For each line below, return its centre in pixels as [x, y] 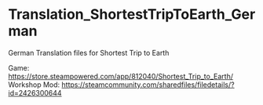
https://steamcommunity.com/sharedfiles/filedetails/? [148, 85]
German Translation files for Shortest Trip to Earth [89, 52]
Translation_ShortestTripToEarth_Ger [132, 14]
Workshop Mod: [34, 85]
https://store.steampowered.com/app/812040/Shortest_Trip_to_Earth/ [121, 76]
